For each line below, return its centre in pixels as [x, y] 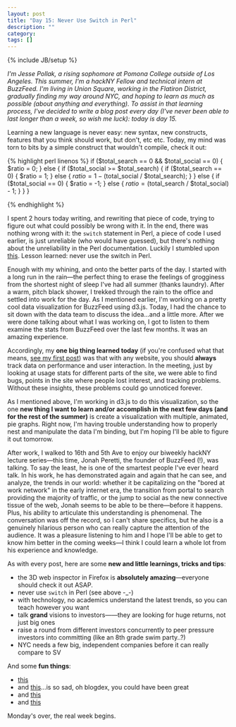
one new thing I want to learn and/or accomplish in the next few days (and [118, 409]
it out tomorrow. [30, 439]
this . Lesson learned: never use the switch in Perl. [80, 256]
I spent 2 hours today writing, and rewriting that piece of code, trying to [111, 219]
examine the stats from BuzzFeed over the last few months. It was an [107, 329]
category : [22, 33]
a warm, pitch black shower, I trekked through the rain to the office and [110, 292]
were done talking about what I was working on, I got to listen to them [108, 322]
